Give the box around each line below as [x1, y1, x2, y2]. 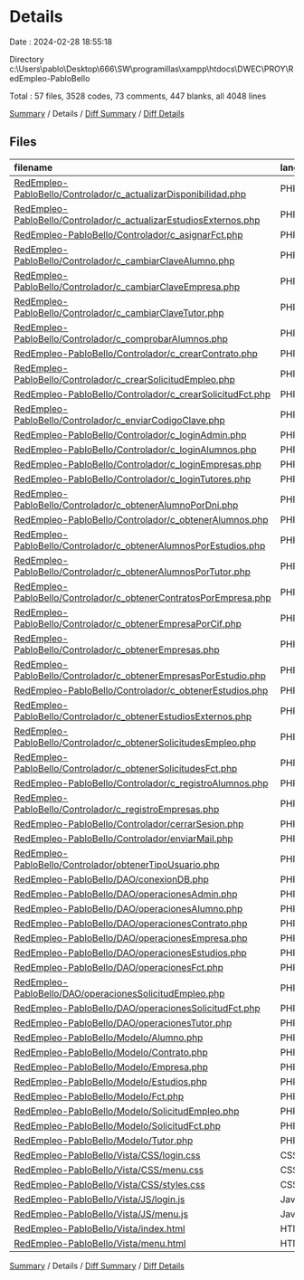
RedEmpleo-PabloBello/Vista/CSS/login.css [14, 1149, 201, 1161]
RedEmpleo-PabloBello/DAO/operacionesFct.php [14, 961, 224, 973]
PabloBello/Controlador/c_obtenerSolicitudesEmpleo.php [14, 735, 256, 748]
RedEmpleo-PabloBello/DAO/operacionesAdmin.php [14, 887, 238, 900]
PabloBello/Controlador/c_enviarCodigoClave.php [14, 413, 226, 426]
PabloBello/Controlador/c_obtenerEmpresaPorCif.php [14, 617, 242, 630]
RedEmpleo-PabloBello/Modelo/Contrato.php [14, 1046, 208, 1058]
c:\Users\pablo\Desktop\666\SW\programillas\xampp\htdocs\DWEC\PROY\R [9, 63, 294, 74]
